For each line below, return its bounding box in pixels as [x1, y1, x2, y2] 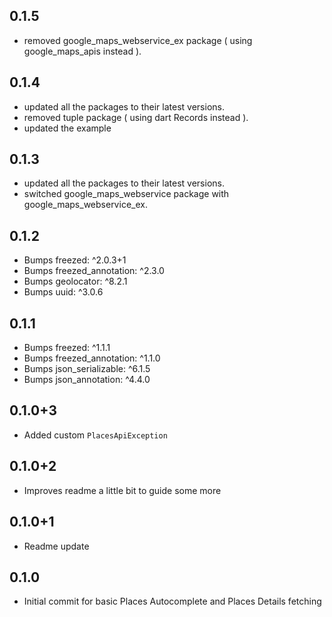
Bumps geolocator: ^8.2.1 [23, 275, 128, 288]
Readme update [23, 540, 90, 552]
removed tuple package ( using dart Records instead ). [23, 111, 249, 123]
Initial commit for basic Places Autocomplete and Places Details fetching [23, 595, 322, 608]
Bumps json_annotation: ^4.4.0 [23, 374, 151, 386]
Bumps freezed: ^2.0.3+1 [23, 254, 127, 266]
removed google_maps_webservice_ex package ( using [23, 34, 253, 46]
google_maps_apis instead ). [23, 45, 142, 57]
